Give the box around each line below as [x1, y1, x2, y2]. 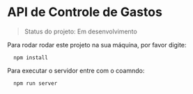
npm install [13, 54, 49, 61]
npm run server [13, 79, 58, 87]
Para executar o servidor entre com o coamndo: [7, 66, 145, 75]
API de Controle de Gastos [7, 4, 162, 20]
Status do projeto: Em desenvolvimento [24, 27, 137, 36]
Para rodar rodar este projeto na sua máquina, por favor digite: [7, 40, 187, 49]
